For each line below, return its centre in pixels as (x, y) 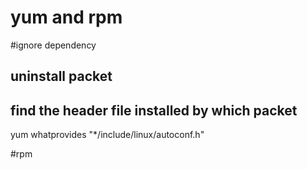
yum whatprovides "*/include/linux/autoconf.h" (107, 135)
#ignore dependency (53, 45)
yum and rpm (66, 17)
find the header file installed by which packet (154, 110)
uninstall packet (61, 76)
